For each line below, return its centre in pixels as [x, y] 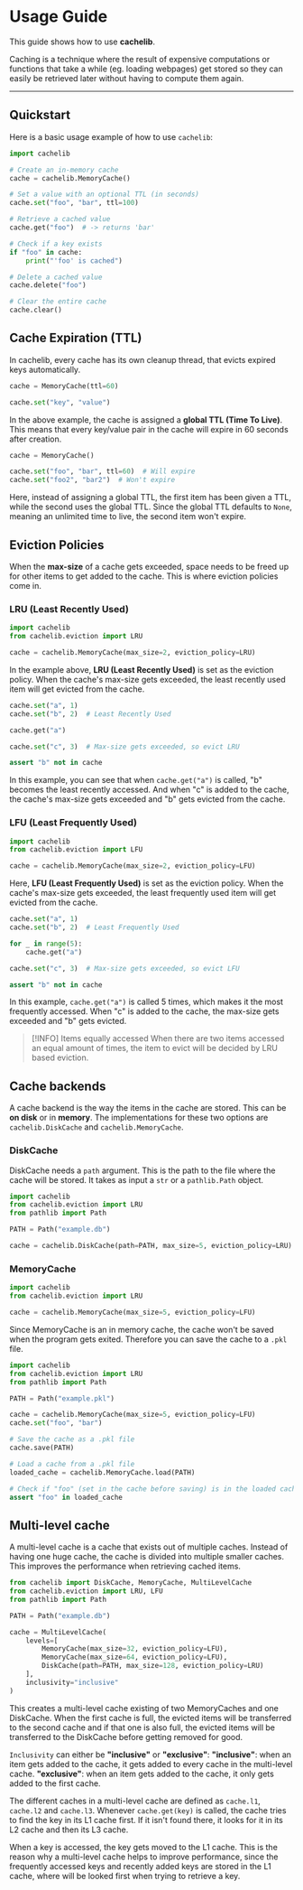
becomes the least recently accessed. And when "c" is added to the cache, [149, 790]
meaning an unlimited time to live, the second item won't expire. [128, 517]
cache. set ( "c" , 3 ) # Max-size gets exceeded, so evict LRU [125, 747]
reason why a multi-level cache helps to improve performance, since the [144, 1857]
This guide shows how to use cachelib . [83, 42]
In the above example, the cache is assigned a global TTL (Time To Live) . [146, 419]
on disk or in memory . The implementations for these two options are [139, 1118]
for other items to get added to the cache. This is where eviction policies [144, 576]
